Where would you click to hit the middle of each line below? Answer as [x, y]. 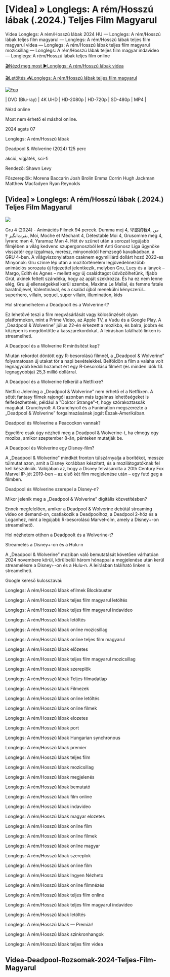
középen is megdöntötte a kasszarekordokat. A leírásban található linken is [83, 330]
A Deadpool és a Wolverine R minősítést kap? [53, 345]
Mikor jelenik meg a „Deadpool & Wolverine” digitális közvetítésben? [76, 499]
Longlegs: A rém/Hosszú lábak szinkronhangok [54, 934]
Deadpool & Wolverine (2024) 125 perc [46, 149]
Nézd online [18, 109]
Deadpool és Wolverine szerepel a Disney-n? [52, 489]
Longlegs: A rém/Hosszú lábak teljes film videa [54, 944]
